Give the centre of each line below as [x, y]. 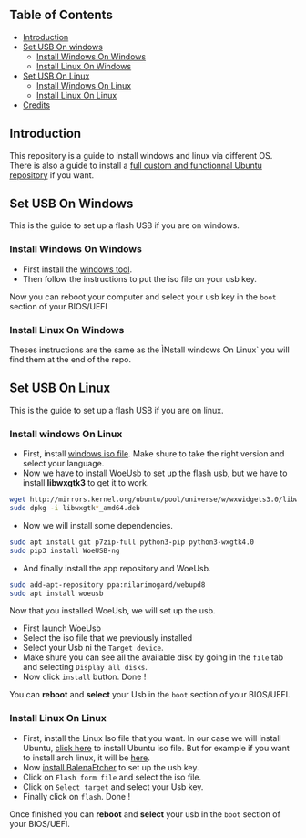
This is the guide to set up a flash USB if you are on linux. [117, 410]
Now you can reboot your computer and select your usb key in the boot [143, 297]
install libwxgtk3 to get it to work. [86, 483]
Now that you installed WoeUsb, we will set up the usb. [112, 611]
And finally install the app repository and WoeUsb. [117, 568]
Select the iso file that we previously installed [107, 638]
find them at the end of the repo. [71, 360]
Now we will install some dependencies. [97, 525]
